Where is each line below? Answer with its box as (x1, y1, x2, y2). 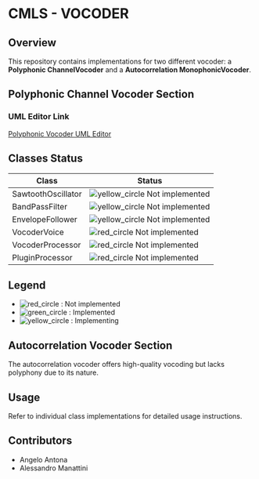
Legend (8, 278, 46, 292)
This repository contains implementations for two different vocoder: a (8, 56, 232, 66)
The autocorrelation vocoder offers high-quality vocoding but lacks (8, 360, 225, 369)
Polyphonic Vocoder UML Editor (8, 129, 112, 138)
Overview (8, 36, 57, 49)
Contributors (8, 434, 73, 448)
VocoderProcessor (12, 239, 81, 250)
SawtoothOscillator (12, 188, 82, 199)
